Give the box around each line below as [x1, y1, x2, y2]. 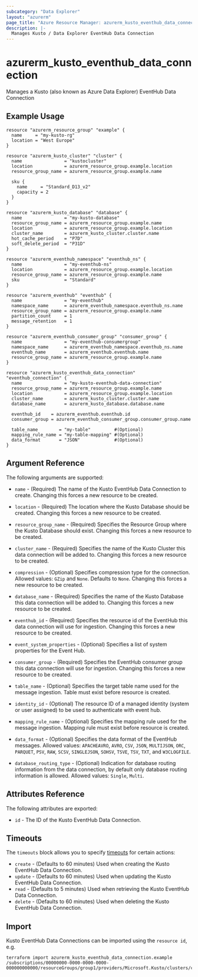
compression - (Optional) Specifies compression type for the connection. [14, 568, 190, 576]
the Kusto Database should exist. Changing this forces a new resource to [14, 527, 192, 534]
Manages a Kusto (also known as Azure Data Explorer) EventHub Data [6, 88, 176, 95]
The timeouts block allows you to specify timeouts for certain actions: [6, 849, 176, 856]
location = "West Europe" [11, 137, 75, 143]
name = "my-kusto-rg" [11, 132, 75, 138]
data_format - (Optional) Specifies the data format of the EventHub [14, 736, 177, 743]
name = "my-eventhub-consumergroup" [11, 339, 141, 345]
